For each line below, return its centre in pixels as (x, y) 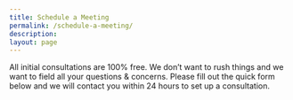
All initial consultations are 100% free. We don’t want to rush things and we (146, 67)
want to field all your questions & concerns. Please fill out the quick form (142, 77)
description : (33, 34)
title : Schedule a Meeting (59, 17)
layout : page (33, 42)
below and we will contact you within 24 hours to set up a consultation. (139, 86)
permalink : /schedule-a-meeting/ (71, 26)
